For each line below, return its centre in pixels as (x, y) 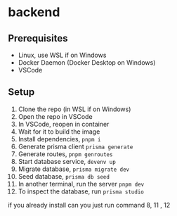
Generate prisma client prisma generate (76, 146)
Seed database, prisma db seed (64, 176)
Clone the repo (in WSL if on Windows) (74, 109)
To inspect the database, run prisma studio (81, 191)
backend (34, 12)
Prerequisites (38, 38)
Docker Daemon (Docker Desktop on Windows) (87, 63)
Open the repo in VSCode (55, 116)
